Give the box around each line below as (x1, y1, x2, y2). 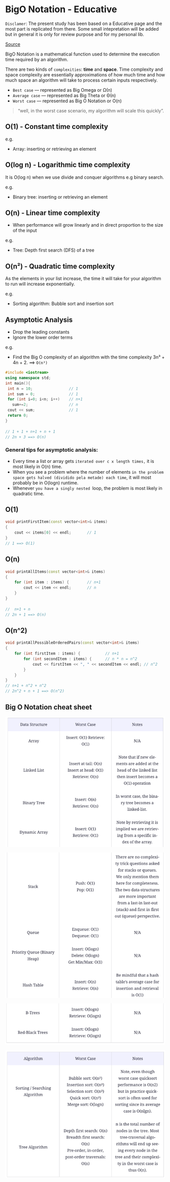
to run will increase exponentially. (5, 281, 75, 287)
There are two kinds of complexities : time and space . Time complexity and (5, 66, 163, 72)
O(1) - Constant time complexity (5, 122, 108, 131)
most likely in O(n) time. (12, 463, 62, 470)
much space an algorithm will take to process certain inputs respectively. (5, 77, 158, 83)
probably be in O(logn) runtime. (12, 480, 79, 486)
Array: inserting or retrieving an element (12, 146, 96, 152)
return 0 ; (7, 413, 28, 418)
